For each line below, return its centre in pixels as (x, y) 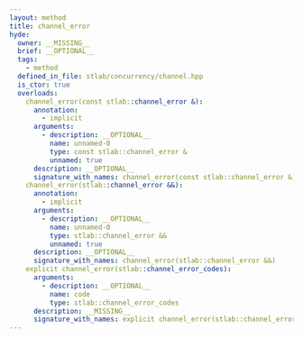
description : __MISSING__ (82, 311)
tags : (28, 59)
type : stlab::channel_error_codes (114, 303)
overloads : (38, 93)
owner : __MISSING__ (54, 43)
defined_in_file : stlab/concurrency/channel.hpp (110, 77)
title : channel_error (50, 26)
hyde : (19, 34)
